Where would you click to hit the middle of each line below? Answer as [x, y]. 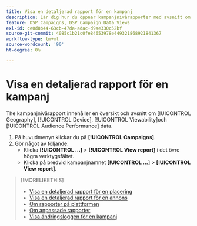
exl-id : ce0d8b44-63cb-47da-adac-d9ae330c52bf [64, 28]
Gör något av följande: [41, 143]
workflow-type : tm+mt [33, 39]
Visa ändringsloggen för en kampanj [73, 217]
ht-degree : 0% [24, 50]
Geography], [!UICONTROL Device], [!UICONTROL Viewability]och [86, 119]
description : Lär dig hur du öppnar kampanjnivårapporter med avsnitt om [98, 17]
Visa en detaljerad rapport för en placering [81, 191]
